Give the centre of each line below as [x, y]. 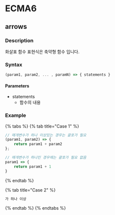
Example [16, 115]
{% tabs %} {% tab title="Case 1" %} [42, 126]
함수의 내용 [30, 103]
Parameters [17, 86]
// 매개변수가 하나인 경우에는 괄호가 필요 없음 [46, 158]
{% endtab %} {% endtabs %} [35, 208]
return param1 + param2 [38, 144]
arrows [16, 27]
